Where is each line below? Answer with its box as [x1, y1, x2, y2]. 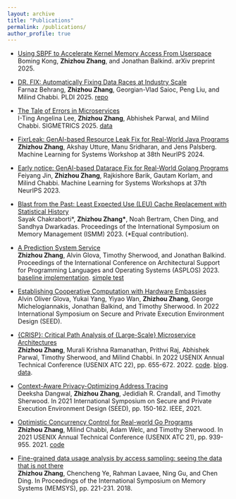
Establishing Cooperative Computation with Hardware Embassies [17, 287, 206, 296]
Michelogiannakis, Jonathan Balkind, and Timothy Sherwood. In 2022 [17, 302, 220, 311]
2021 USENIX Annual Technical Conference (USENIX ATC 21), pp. [17, 433, 208, 441]
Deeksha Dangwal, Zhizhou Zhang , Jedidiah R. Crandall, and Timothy [17, 389, 221, 398]
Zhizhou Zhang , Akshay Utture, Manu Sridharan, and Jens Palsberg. [17, 142, 217, 152]
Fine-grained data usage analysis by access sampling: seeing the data [17, 454, 223, 462]
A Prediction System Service [17, 244, 101, 252]
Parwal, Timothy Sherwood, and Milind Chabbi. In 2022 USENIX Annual [17, 353, 225, 362]
